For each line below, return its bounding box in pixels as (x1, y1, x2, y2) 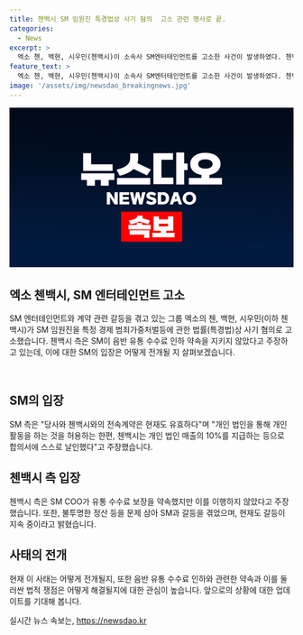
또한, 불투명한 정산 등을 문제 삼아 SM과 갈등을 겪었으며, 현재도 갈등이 (42, 507, 286, 518)
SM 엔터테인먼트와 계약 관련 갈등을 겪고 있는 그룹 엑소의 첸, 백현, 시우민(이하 (9, 313, 280, 324)
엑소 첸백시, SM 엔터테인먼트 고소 (9, 287, 185, 302)
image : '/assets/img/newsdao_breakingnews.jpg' (9, 81, 192, 90)
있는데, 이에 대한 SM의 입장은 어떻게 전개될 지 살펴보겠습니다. (18, 347, 236, 358)
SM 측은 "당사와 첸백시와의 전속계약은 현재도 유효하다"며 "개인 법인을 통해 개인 (9, 419, 288, 429)
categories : (9, 23, 54, 33)
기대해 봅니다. (32, 595, 82, 606)
